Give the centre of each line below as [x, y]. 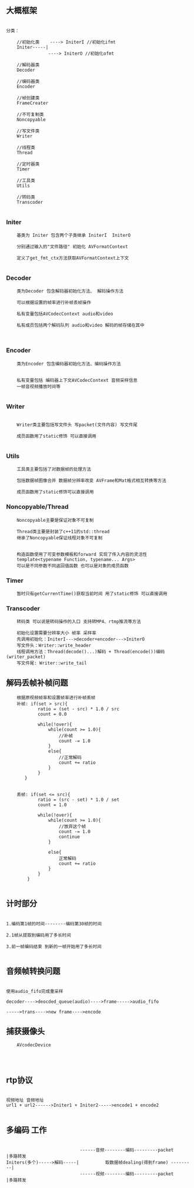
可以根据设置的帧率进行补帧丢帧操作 [54, 303]
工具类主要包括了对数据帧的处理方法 [54, 469]
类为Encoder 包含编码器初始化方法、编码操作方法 [69, 364]
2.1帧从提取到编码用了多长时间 [39, 935]
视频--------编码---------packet [135, 1174]
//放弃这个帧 [72, 827]
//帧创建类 [28, 98]
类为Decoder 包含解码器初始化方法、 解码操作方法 [70, 291]
